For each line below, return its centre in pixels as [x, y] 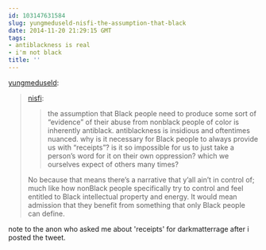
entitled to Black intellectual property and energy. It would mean [132, 197]
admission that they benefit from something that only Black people [137, 205]
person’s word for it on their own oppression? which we [138, 155]
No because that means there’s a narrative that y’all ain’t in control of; [141, 179]
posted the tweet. [37, 237]
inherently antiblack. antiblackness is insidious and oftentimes [148, 130]
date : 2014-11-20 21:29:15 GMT [60, 30]
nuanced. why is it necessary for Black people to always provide [153, 139]
